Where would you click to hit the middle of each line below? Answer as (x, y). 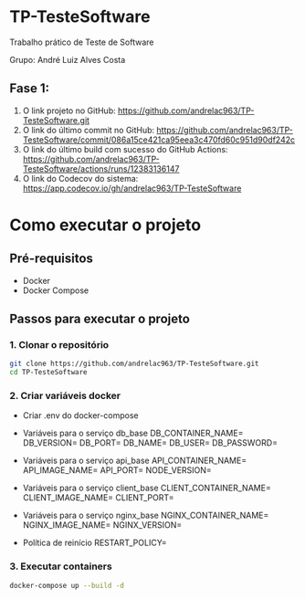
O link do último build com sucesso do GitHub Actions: (125, 149)
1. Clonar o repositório (59, 345)
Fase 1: (30, 89)
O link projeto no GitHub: (69, 110)
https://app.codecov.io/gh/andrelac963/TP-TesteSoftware (132, 188)
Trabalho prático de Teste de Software (82, 42)
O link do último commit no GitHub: (89, 130)
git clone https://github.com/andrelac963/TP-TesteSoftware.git (134, 364)
